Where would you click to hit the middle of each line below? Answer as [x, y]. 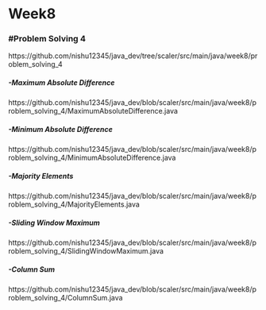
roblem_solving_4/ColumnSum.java [66, 298]
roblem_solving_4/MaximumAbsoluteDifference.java [93, 111]
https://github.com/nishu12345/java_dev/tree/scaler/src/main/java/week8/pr [133, 56]
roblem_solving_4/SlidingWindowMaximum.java [86, 251]
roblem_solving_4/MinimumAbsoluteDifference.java [92, 158]
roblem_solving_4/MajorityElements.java [74, 204]
